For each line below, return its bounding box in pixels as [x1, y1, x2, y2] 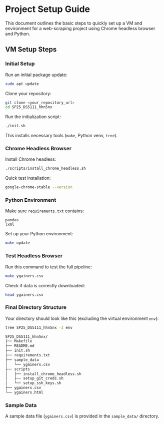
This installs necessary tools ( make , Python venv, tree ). [5, 133, 118, 139]
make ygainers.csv [5, 273, 43, 278]
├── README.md [5, 343, 35, 348]
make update [5, 240, 30, 246]
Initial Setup [5, 60, 35, 67]
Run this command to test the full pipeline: [5, 264, 92, 270]
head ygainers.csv [5, 292, 43, 297]
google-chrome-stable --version [5, 185, 72, 190]
